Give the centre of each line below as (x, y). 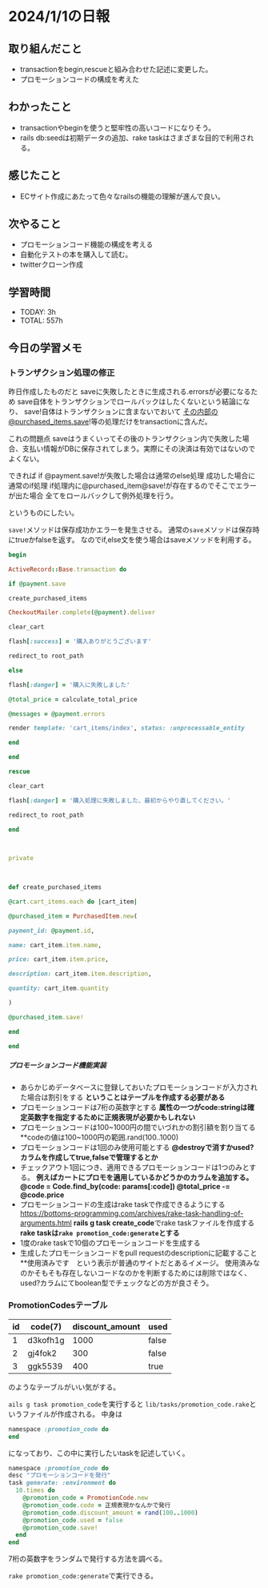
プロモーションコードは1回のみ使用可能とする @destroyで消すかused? (137, 1147)
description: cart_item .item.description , (80, 974)
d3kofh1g (46, 1340)
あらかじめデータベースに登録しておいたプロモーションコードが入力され (138, 1087)
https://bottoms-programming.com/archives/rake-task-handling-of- (132, 1213)
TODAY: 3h (38, 312)
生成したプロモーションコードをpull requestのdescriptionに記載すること (138, 1252)
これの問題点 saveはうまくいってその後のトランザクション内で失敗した (125, 438)
